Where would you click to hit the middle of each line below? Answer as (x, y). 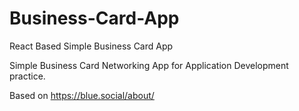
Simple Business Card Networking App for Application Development (149, 65)
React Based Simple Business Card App (91, 46)
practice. (27, 76)
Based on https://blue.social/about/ (82, 95)
